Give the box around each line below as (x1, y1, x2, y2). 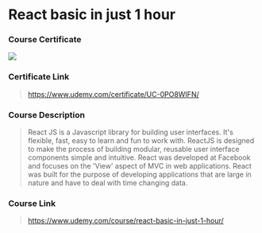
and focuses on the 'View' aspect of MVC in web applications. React (27, 161, 252, 171)
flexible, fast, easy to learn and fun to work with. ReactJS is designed (27, 136, 255, 146)
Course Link (8, 198, 56, 208)
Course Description (8, 109, 86, 120)
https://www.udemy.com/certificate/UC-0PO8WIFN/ (27, 89, 200, 99)
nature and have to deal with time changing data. (27, 178, 188, 188)
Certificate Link (8, 72, 70, 83)
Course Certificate (8, 34, 82, 45)
